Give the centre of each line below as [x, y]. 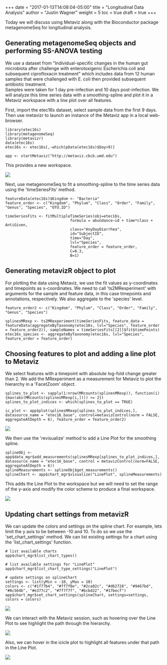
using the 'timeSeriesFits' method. [40, 189]
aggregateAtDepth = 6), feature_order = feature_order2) [66, 420]
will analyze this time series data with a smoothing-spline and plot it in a [79, 95]
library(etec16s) [23, 129]
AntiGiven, [16, 225]
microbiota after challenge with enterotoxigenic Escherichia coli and [75, 68]
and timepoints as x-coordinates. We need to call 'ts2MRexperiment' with [81, 288]
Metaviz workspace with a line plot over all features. [59, 100]
